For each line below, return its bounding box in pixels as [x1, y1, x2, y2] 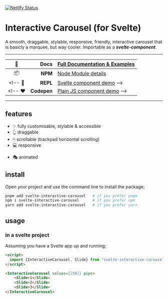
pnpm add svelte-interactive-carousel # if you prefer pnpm [5, 193, 137, 198]
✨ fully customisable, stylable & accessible [12, 123, 101, 129]
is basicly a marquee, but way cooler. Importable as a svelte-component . [5, 44, 157, 50]
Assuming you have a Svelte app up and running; [5, 242, 106, 248]
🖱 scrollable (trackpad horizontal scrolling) [12, 136, 100, 142]
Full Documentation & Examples [57, 60, 135, 67]
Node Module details [57, 70, 106, 77]
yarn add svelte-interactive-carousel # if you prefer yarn [5, 202, 137, 207]
